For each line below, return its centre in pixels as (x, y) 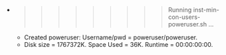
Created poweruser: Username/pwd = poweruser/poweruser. (111, 37)
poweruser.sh (187, 24)
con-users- (184, 17)
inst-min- (206, 10)
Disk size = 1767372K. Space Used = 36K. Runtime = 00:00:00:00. (119, 44)
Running (180, 10)
